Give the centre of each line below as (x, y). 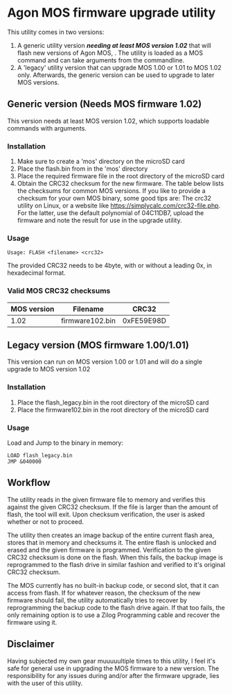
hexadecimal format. (36, 273)
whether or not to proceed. (46, 521)
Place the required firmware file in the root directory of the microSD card (121, 176)
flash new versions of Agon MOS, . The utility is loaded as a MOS (110, 53)
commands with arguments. (47, 128)
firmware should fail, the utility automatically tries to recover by (97, 600)
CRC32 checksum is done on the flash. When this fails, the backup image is (115, 557)
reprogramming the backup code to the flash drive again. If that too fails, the (116, 607)
